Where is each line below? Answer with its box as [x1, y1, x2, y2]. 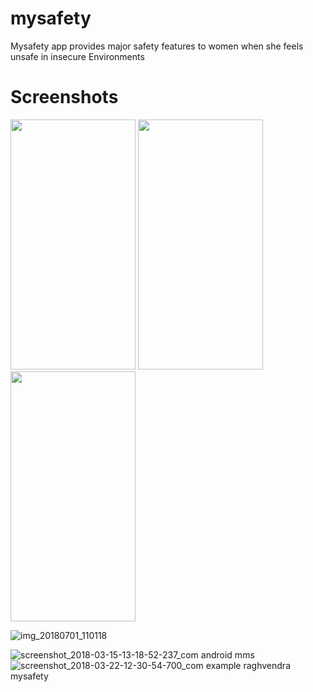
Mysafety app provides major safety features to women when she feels [10, 40, 304, 52]
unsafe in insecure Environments [10, 50, 145, 62]
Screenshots [10, 86, 119, 109]
